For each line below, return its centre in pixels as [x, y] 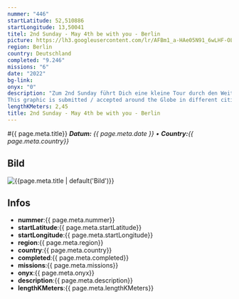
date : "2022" [27, 73]
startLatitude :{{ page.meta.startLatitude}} [80, 228]
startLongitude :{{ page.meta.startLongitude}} [85, 235]
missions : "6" [28, 67]
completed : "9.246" [36, 61]
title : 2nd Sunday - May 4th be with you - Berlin [84, 113]
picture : [20, 41]
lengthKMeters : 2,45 [38, 107]
